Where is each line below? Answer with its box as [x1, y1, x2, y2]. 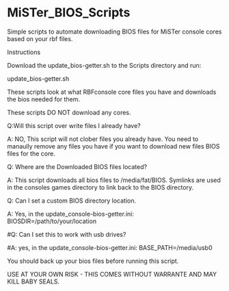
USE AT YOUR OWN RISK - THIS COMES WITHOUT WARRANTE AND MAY [7, 270, 217, 278]
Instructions [7, 48, 41, 56]
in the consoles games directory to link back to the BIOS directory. [7, 183, 194, 191]
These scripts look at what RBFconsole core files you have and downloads [7, 88, 217, 96]
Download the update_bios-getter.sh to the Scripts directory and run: [7, 61, 202, 69]
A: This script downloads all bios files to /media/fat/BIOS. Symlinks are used [7, 176, 221, 184]
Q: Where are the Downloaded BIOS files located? [7, 162, 148, 170]
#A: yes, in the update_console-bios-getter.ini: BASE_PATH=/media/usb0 [7, 243, 213, 251]
